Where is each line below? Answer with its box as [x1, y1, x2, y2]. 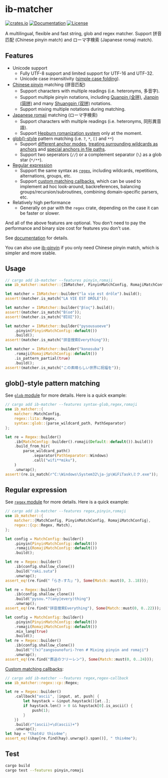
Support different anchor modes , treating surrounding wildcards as [19, 140, 158, 146]
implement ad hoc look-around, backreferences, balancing [19, 183, 141, 189]
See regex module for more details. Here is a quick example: [5, 499, 129, 505]
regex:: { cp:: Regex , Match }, [14, 523, 72, 528]
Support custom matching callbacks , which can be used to [19, 178, 141, 184]
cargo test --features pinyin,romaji [5, 767, 84, 773]
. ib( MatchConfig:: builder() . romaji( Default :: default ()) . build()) [14, 439, 153, 444]
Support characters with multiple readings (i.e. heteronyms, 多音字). [19, 88, 160, 94]
